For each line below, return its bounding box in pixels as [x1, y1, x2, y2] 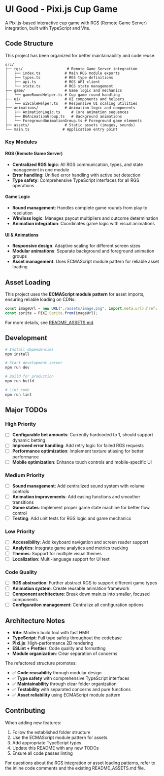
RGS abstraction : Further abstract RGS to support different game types [12, 579, 158, 586]
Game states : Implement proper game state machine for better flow [12, 505, 150, 511]
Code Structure [5, 40, 53, 48]
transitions [12, 499, 34, 505]
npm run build [5, 379, 34, 384]
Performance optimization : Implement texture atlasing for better [12, 448, 144, 454]
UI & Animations [5, 232, 39, 238]
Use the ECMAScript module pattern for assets [12, 735, 107, 740]
